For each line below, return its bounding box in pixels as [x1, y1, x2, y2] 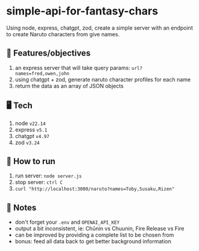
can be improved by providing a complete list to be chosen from [14, 231, 174, 239]
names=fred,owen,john [14, 71, 69, 77]
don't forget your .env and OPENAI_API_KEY [14, 218, 120, 226]
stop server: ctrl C [14, 179, 63, 186]
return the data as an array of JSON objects [14, 82, 124, 89]
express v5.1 [14, 125, 48, 133]
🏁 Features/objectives [6, 48, 91, 59]
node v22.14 [14, 119, 46, 127]
